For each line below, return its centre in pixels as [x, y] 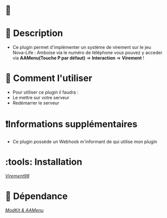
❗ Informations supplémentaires [71, 124]
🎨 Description [34, 33]
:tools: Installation [44, 162]
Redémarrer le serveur [36, 103]
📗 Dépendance [36, 196]
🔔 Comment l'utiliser [49, 78]
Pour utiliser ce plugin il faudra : [46, 92]
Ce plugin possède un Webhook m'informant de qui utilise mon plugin [85, 141]
